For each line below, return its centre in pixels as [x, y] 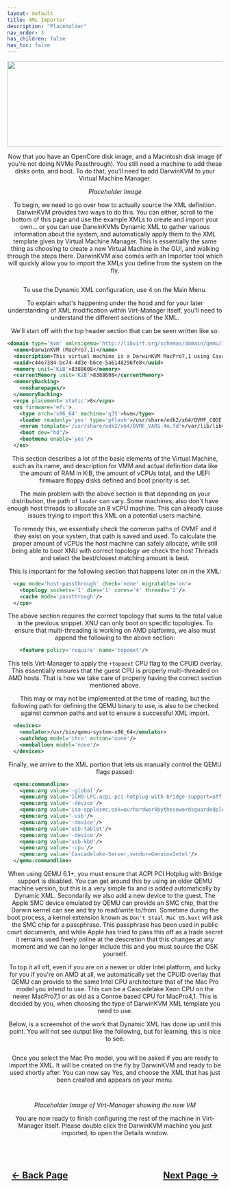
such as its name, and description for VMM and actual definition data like [115, 465]
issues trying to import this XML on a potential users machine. [115, 516]
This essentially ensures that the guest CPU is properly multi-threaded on [115, 671]
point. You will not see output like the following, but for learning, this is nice [115, 1031]
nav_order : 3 [26, 33]
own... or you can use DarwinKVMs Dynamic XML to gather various [115, 227]
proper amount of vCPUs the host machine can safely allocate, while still [115, 543]
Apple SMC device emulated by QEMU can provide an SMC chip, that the [115, 903]
